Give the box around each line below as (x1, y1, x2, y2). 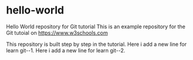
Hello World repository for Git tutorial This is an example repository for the (6, 23, 186, 30)
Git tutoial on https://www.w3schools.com (6, 29, 108, 36)
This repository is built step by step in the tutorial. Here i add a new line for (6, 41, 187, 48)
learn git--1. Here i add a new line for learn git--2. (6, 46, 125, 54)
